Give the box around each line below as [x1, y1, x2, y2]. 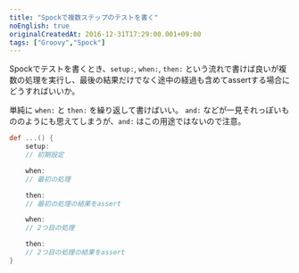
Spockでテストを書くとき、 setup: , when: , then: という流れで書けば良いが [9, 63, 279, 74]
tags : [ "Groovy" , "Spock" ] [9, 37, 105, 47]
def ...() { [9, 134, 54, 143]
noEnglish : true [9, 21, 70, 30]
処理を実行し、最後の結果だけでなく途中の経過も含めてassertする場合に [24, 75, 290, 86]
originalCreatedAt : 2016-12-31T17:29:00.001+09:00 [9, 29, 202, 38]
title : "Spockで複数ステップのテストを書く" [9, 12, 159, 22]
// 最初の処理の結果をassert [25, 199, 122, 208]
